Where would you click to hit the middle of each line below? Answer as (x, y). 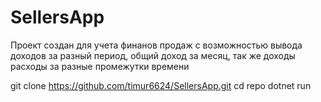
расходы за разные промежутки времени (100, 66)
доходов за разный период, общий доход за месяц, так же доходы (153, 55)
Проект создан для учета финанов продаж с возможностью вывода (156, 45)
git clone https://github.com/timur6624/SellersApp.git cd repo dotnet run (161, 85)
